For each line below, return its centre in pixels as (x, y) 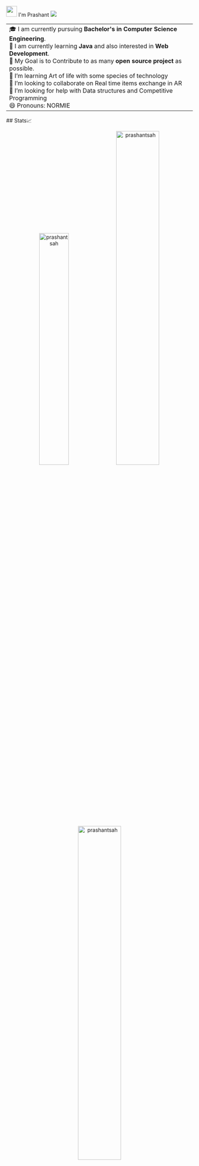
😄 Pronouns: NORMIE (40, 105)
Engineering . (28, 39)
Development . (29, 53)
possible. (22, 68)
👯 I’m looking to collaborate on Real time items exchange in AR (96, 83)
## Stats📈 (19, 121)
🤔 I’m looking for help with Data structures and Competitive (91, 91)
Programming (28, 98)
